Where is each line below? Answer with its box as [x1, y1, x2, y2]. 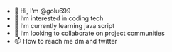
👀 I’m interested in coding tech [14, 14, 104, 22]
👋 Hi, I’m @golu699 [14, 7, 71, 15]
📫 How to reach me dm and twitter [14, 37, 117, 45]
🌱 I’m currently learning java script [14, 22, 115, 30]
